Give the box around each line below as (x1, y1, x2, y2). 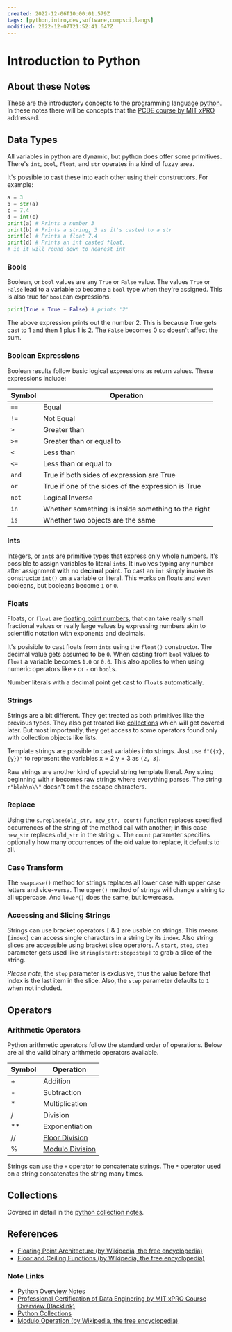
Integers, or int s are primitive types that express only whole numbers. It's (7, 552, 219, 560)
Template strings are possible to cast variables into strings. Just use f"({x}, (7, 747, 226, 755)
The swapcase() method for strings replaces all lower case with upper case (7, 878, 221, 887)
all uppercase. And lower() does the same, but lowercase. (7, 894, 174, 902)
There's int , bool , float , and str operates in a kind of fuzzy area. (7, 160, 194, 168)
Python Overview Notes (17, 1287, 85, 1295)
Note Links (7, 1271, 44, 1281)
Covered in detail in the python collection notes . (7, 1208, 144, 1216)
